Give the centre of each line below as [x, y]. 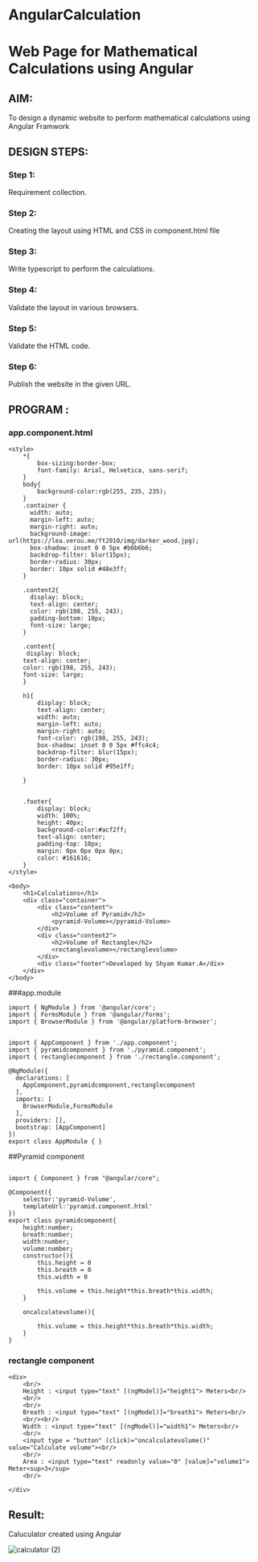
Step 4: [23, 290]
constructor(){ [48, 1256]
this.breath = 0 [64, 1270]
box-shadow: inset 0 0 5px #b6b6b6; [91, 548]
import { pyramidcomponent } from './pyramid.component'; [107, 1050]
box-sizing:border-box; [77, 464]
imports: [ [34, 1100]
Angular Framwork [39, 126]
